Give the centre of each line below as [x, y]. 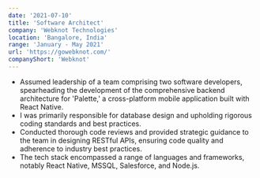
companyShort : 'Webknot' [49, 60]
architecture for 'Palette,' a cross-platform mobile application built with [134, 98]
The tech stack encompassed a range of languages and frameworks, [132, 157]
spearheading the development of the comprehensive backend [122, 90]
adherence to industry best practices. [81, 148]
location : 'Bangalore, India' [58, 37]
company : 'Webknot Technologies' [63, 30]
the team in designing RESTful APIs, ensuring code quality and [121, 140]
